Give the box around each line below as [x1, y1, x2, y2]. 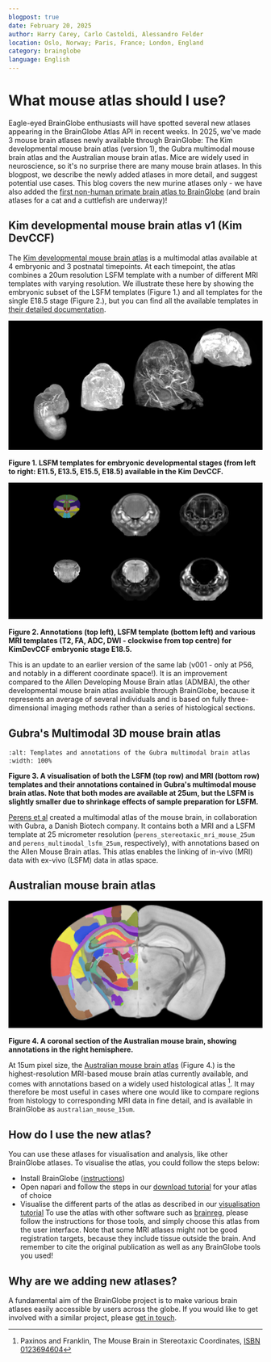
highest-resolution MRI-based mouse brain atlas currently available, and [8, 1069, 248, 1078]
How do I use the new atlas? [8, 1128, 152, 1141]
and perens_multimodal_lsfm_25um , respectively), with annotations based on [8, 838, 260, 847]
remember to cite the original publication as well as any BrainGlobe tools [19, 1242, 261, 1252]
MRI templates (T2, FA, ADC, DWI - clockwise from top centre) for [8, 636, 232, 645]
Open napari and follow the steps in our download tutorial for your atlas [19, 1182, 257, 1192]
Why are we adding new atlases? [8, 1274, 177, 1288]
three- [227, 695, 249, 704]
